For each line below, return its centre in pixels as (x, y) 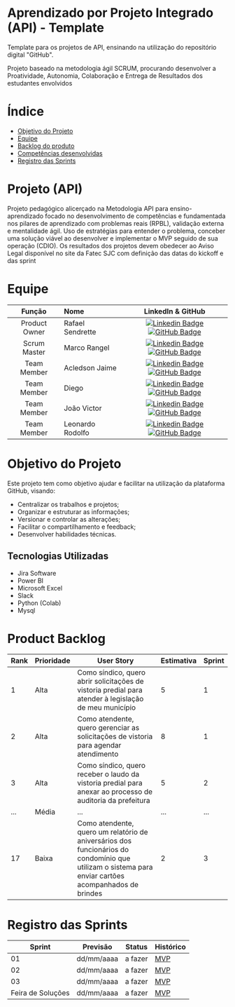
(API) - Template (56, 28)
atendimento (98, 754)
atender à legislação (110, 699)
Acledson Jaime (90, 367)
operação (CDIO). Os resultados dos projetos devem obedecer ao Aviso (111, 245)
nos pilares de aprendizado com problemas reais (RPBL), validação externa (116, 223)
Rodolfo (77, 433)
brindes (90, 893)
